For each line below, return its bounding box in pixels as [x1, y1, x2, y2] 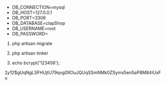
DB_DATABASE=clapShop [11, 20, 65, 26]
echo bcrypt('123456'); [11, 60, 60, 65]
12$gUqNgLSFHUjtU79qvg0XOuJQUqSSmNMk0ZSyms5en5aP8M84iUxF [9, 69, 161, 75]
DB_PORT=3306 [11, 15, 46, 20]
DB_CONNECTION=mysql [11, 4, 65, 10]
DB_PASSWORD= [11, 31, 48, 36]
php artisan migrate [11, 40, 52, 46]
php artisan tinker [11, 50, 48, 56]
